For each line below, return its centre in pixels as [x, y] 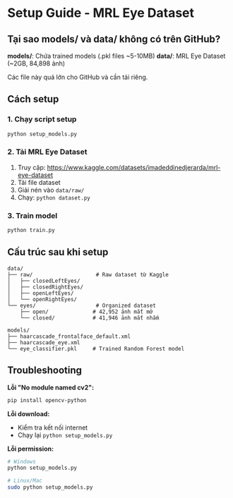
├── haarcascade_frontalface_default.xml [69, 336]
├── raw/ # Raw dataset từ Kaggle [88, 274]
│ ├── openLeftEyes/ [41, 293]
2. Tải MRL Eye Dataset [47, 152]
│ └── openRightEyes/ [42, 299]
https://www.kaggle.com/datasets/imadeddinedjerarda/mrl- [134, 167]
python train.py [31, 231]
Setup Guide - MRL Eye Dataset [101, 13]
